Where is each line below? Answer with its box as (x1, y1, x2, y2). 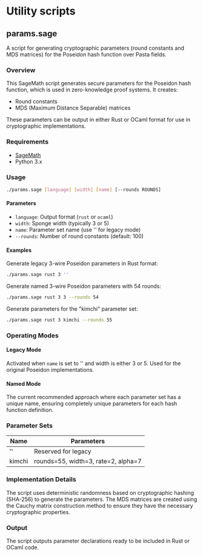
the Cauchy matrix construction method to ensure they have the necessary (6, 501, 193, 509)
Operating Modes (6, 331, 59, 340)
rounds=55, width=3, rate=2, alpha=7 (34, 457, 142, 466)
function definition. (6, 406, 53, 414)
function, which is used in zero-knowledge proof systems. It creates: (6, 86, 178, 93)
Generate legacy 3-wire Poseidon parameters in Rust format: (6, 260, 159, 267)
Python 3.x (15, 157, 42, 165)
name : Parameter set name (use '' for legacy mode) (15, 226, 141, 233)
